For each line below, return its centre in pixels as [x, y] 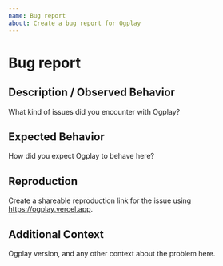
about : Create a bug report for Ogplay [75, 23]
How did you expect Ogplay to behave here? [82, 156]
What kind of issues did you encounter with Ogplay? [94, 111]
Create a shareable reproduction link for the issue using [100, 200]
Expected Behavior [57, 137]
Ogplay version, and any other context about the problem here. [112, 253]
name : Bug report [37, 16]
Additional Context [56, 234]
